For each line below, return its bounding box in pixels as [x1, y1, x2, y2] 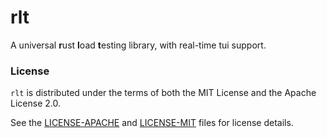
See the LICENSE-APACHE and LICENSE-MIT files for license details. [10, 117, 294, 129]
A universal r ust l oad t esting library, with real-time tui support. [10, 39, 267, 51]
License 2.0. [10, 97, 61, 110]
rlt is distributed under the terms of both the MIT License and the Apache [10, 87, 317, 99]
